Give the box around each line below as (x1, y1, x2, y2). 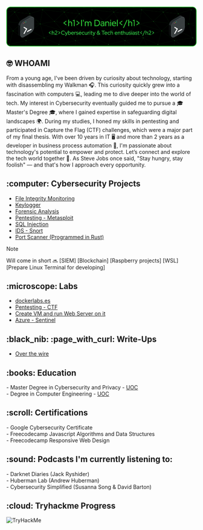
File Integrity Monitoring (14, 194, 75, 202)
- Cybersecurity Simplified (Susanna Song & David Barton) (6, 483, 152, 491)
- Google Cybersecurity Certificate (6, 423, 93, 431)
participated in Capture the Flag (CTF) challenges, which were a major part (6, 126, 193, 133)
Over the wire (14, 350, 50, 357)
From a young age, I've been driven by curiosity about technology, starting (6, 74, 192, 82)
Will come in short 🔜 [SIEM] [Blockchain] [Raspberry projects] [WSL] (6, 257, 179, 264)
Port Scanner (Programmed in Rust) (14, 233, 105, 240)
